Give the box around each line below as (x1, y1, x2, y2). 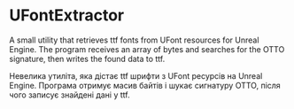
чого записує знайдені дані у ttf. (9, 90, 130, 100)
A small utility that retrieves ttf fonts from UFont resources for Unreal (9, 35, 259, 45)
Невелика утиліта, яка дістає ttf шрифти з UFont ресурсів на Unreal (9, 70, 263, 81)
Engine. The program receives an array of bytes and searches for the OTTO (9, 43, 285, 54)
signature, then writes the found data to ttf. (9, 53, 166, 64)
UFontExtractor (9, 5, 125, 26)
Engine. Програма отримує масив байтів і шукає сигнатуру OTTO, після (9, 80, 281, 90)
